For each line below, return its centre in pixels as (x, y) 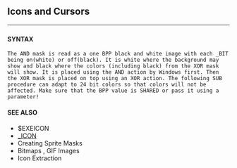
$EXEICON (33, 128)
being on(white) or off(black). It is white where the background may (113, 60)
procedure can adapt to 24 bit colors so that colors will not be (107, 85)
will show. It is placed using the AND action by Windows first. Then (113, 72)
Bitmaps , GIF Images (48, 150)
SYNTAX (20, 39)
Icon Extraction (39, 158)
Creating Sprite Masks (50, 143)
